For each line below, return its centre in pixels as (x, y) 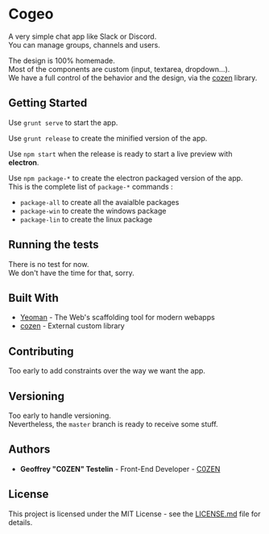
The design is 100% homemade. (62, 60)
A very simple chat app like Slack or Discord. (83, 36)
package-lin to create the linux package (86, 219)
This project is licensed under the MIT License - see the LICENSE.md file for (134, 514)
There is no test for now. (49, 264)
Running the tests (54, 245)
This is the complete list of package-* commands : (91, 186)
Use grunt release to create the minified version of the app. (108, 138)
